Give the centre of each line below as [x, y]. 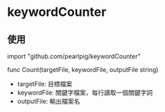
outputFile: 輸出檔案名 [49, 101]
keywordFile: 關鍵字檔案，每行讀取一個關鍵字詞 [85, 93]
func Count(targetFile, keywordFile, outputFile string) [83, 69]
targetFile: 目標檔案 [45, 84]
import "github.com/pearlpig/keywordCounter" [74, 56]
